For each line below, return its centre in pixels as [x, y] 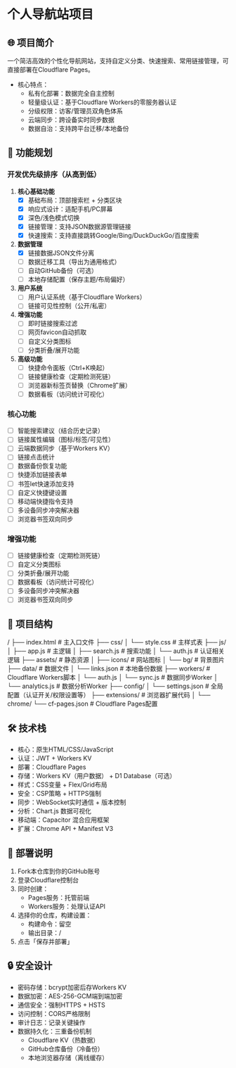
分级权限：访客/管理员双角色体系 [75, 111]
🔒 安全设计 [30, 966]
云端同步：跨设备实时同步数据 [71, 120]
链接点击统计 [36, 457]
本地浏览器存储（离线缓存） [68, 1057]
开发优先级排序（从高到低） [54, 174]
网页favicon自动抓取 [57, 332]
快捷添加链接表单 [42, 475]
